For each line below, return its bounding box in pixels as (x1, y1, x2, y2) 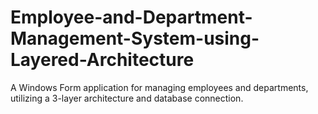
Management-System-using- (10, 27, 260, 50)
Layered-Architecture (10, 49, 195, 71)
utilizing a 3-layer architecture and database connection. (10, 92, 244, 104)
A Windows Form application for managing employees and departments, (10, 81, 309, 93)
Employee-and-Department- (10, 6, 253, 29)
